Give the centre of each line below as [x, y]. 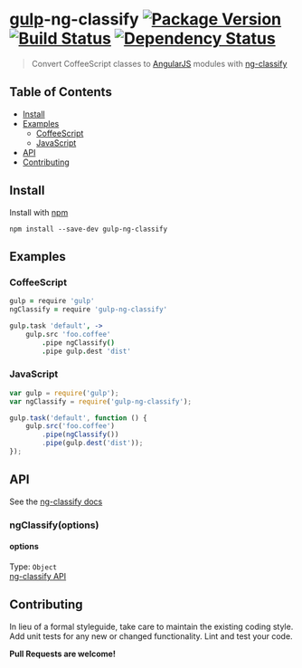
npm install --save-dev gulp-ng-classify [89, 229]
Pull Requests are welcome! [62, 654]
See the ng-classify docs [56, 501]
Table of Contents [61, 92]
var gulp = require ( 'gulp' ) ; [64, 393]
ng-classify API [38, 576]
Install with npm [39, 212]
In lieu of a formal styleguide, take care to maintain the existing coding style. [151, 626]
